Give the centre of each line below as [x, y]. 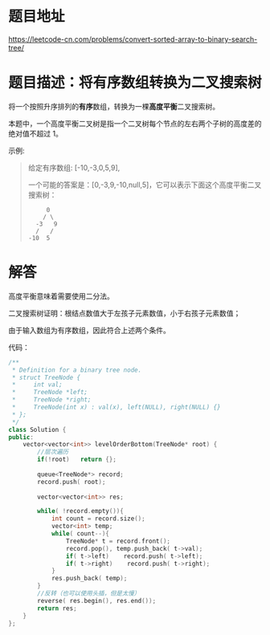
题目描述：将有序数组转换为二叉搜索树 [135, 83]
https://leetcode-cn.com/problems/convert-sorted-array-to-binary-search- [133, 39]
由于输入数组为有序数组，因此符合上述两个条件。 [89, 330]
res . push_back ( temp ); [89, 579]
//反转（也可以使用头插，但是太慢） [89, 594]
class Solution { [37, 429]
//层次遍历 [53, 452]
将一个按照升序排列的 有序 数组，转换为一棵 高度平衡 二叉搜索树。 [114, 106]
